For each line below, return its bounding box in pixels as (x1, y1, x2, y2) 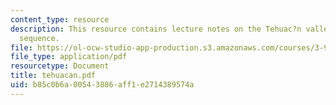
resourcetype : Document (10, 61, 110, 71)
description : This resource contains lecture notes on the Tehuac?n (10, 24, 302, 34)
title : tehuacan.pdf (10, 71, 97, 81)
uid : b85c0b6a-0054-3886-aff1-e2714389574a (10, 80, 195, 90)
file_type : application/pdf (10, 52, 128, 62)
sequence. (19, 33, 60, 43)
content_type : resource (10, 14, 110, 25)
